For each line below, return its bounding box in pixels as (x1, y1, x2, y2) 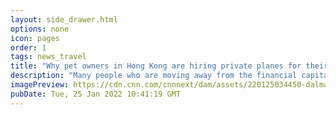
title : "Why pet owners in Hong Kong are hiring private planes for (10, 61, 302, 71)
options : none (10, 24, 70, 34)
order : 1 (10, 42, 47, 53)
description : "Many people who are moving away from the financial (10, 71, 298, 81)
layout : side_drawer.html (10, 14, 118, 25)
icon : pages (10, 33, 60, 43)
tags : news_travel (10, 52, 87, 62)
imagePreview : (10, 80, 70, 90)
